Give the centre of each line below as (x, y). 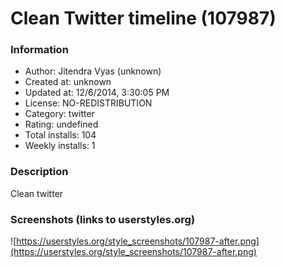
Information (39, 50)
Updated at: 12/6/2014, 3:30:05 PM (97, 93)
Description (39, 172)
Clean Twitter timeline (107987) (143, 18)
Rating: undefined (61, 124)
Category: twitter (59, 114)
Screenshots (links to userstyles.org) (103, 219)
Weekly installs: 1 (60, 146)
